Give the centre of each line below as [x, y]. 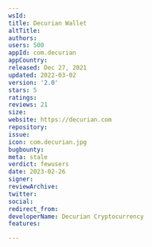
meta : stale [28, 157]
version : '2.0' [33, 82]
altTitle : [25, 30]
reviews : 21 [28, 105]
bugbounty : [26, 149]
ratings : [23, 98]
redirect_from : [33, 209]
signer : [21, 179]
